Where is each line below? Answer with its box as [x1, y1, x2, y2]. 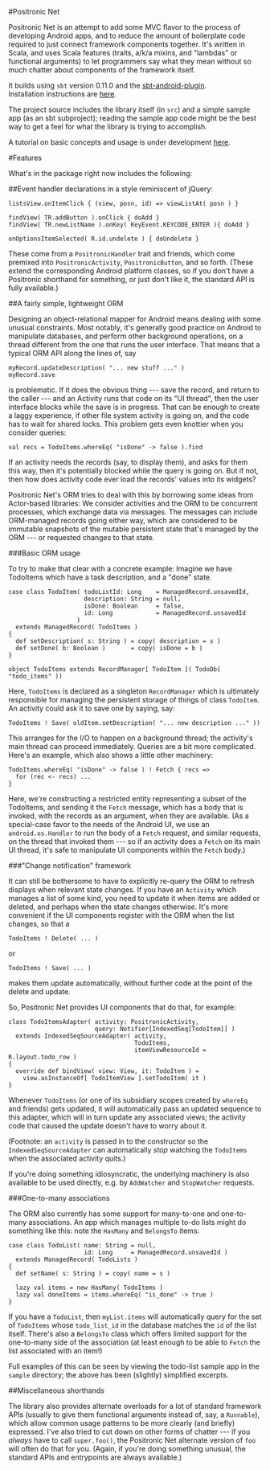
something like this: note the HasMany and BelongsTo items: [8, 1226, 200, 1235]
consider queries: [8, 428, 67, 437]
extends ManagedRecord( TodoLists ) [15, 1255, 138, 1263]
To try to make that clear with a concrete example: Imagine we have [8, 564, 233, 573]
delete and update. [8, 987, 71, 996]
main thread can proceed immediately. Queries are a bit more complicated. [8, 742, 256, 751]
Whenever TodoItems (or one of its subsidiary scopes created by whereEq [8, 1095, 248, 1104]
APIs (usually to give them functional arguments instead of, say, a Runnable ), [8, 1410, 260, 1419]
